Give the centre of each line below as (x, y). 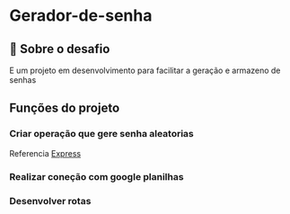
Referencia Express (45, 153)
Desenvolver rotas (50, 201)
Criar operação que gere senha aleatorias (102, 134)
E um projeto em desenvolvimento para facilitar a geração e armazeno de (145, 70)
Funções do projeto (65, 108)
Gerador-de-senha (81, 16)
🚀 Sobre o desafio (60, 49)
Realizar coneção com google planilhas (97, 176)
